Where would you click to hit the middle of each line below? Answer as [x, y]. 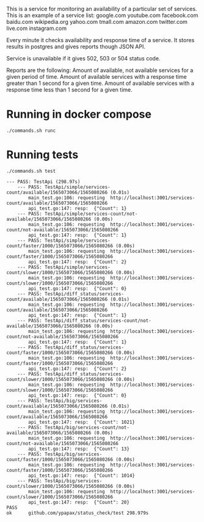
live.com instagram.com [37, 28]
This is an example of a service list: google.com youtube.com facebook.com [102, 15]
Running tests [42, 155]
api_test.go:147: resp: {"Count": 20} [79, 502]
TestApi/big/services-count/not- [87, 427]
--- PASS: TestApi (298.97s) [43, 182]
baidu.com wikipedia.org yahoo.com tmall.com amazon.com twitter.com [97, 22]
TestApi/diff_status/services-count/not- [98, 321]
